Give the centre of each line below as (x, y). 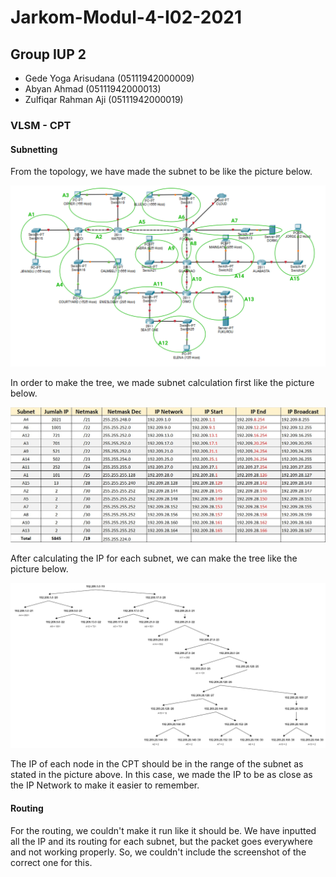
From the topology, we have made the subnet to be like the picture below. (161, 172)
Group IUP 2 (48, 54)
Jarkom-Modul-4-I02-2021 (126, 17)
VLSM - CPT (41, 125)
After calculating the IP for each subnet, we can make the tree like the (154, 558)
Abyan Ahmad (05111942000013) (93, 89)
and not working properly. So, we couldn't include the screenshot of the (158, 852)
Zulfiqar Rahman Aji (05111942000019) (104, 99)
